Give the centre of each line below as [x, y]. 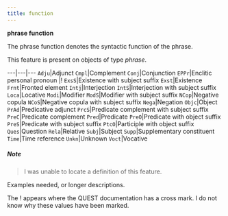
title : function [30, 13]
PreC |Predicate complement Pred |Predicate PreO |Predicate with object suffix [114, 117]
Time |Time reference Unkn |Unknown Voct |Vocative [77, 139]
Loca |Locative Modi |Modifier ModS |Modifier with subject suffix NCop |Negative [113, 95]
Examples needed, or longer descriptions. [66, 184]
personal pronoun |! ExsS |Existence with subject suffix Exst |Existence [105, 80]
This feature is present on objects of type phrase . [77, 60]
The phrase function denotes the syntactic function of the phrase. [100, 46]
